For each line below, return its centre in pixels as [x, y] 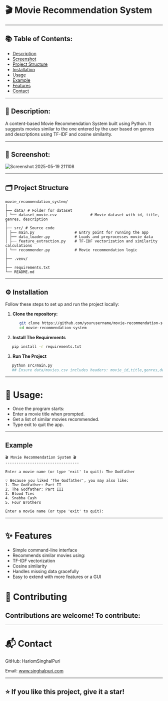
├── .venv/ [16, 259]
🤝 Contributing [36, 597]
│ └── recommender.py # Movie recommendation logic [71, 250]
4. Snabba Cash [21, 498]
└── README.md [20, 272]
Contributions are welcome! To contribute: [73, 615]
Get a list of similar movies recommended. [56, 419]
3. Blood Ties [20, 494]
